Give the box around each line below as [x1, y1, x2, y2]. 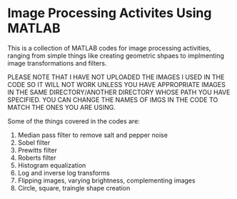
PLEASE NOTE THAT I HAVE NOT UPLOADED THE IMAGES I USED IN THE [7, 73, 225, 81]
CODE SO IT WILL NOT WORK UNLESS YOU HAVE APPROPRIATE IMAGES [7, 80, 226, 88]
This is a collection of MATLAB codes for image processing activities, [7, 44, 211, 52]
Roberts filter [17, 153, 57, 162]
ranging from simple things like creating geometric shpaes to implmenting [7, 51, 225, 60]
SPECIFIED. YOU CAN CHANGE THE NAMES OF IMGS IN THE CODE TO [7, 95, 218, 104]
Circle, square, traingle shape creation [17, 183, 131, 192]
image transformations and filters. [7, 58, 107, 67]
